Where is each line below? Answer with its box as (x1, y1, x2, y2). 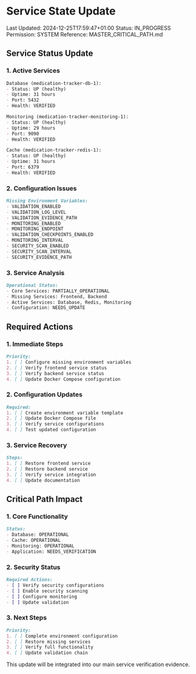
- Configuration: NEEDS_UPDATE (6, 305, 86, 311)
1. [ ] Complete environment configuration (6, 633, 118, 639)
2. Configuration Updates (6, 390, 83, 399)
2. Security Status (6, 562, 61, 571)
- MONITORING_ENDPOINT (6, 226, 64, 232)
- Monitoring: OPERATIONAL (6, 543, 75, 549)
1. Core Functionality (6, 512, 69, 521)
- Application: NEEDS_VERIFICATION (6, 549, 96, 555)
